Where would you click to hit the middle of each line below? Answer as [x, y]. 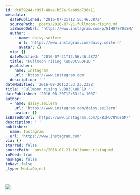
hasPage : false [21, 159]
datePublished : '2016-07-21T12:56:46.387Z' [56, 19]
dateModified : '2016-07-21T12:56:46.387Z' [55, 57]
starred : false [21, 145]
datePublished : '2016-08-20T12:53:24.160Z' [51, 94]
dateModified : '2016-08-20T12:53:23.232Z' [50, 84]
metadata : [16, 15]
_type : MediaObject [26, 169]
